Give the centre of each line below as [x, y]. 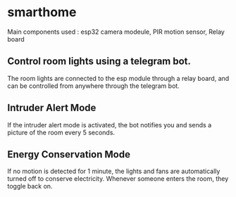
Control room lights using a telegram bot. [99, 62]
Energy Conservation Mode [69, 154]
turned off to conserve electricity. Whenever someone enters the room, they [118, 179]
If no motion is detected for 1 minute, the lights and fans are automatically [114, 171]
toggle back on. [30, 186]
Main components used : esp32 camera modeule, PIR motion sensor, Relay [116, 32]
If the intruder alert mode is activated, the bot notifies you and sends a [110, 125]
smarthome [42, 12]
